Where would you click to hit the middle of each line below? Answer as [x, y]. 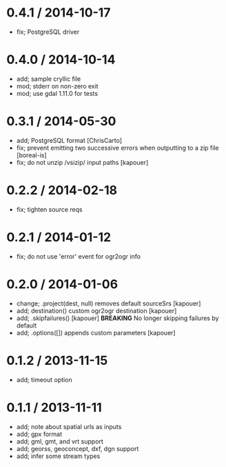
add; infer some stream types [58, 456]
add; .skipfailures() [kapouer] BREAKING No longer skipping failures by [117, 318]
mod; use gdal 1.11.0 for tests [57, 93]
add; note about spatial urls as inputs [69, 426]
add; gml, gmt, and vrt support [60, 441]
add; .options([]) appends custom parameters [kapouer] [96, 332]
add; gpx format [39, 434]
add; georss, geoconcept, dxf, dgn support [78, 448]
